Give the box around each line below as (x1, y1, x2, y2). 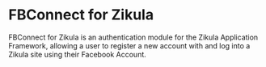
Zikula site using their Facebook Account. (8, 49, 147, 59)
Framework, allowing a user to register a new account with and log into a (8, 40, 251, 50)
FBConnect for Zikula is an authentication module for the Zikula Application (8, 32, 259, 42)
